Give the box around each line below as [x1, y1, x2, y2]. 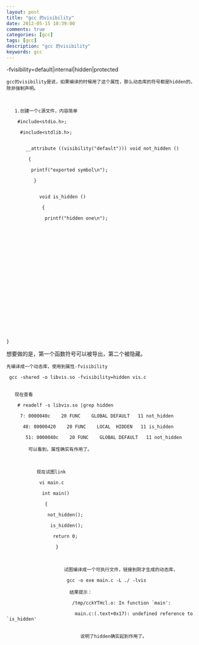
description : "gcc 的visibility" [6, 44, 91, 50]
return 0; [53, 533, 78, 540]
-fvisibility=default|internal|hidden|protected [6, 66, 119, 73]
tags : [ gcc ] [6, 37, 37, 44]
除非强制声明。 [6, 85, 39, 91]
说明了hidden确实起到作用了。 [80, 633, 148, 639]
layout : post [6, 9, 40, 15]
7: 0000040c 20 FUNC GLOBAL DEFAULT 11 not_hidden [20, 413, 174, 419]
